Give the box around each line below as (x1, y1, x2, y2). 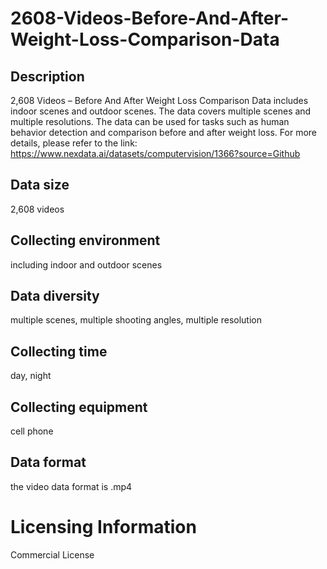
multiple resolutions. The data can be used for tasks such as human (10, 116, 290, 127)
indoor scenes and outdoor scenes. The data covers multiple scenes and (10, 105, 312, 117)
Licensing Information (10, 516, 197, 539)
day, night (10, 370, 52, 382)
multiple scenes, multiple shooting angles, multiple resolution (10, 314, 263, 326)
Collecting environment (10, 232, 161, 249)
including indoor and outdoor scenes (10, 258, 163, 271)
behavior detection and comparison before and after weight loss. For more (10, 127, 318, 138)
